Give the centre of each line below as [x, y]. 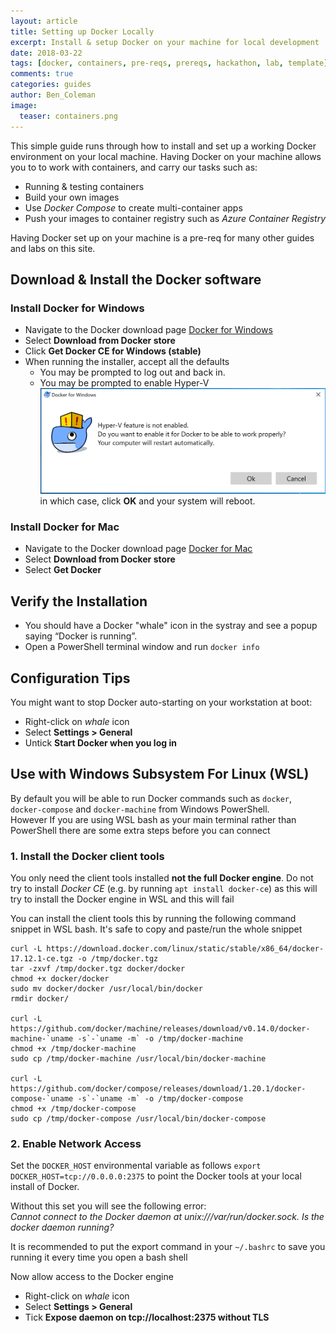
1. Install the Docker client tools [87, 856]
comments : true [42, 74]
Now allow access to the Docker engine [92, 1277]
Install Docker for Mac [65, 527]
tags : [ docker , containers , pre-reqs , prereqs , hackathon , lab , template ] [169, 63]
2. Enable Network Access [76, 1144]
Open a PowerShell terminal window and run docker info [142, 647]
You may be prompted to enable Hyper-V [124, 383]
